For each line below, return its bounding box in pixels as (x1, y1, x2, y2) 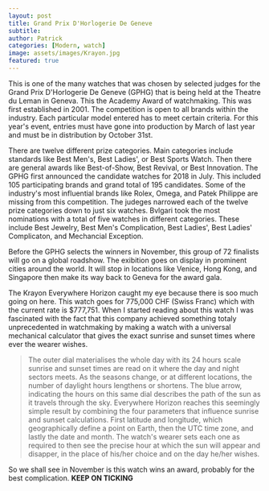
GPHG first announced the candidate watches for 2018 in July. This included (8, 171, 261, 181)
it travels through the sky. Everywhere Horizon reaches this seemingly (27, 398, 260, 407)
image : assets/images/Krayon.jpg (8, 49, 120, 57)
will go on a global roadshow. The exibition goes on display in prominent (8, 255, 247, 265)
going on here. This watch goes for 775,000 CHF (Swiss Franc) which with (8, 296, 255, 306)
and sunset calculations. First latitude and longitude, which (27, 415, 223, 424)
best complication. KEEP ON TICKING (8, 472, 134, 483)
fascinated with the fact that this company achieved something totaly (8, 313, 237, 323)
